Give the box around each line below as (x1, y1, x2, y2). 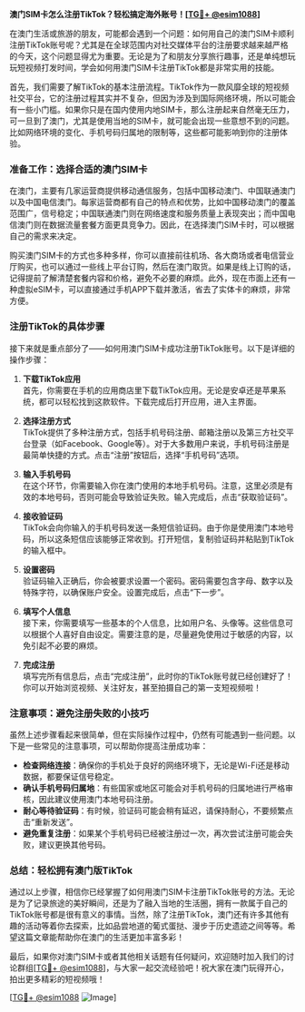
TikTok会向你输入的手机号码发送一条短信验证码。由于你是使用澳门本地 (22, 522, 287, 533)
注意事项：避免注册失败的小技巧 (9, 707, 150, 720)
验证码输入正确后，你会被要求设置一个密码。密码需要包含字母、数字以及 (22, 575, 293, 586)
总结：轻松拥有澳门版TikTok (9, 864, 133, 877)
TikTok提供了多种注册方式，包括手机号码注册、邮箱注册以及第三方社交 (22, 427, 287, 437)
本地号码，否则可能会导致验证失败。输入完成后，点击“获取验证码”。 (38, 491, 293, 502)
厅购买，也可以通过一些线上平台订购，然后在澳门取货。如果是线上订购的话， (9, 261, 296, 272)
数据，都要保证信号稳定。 (22, 771, 119, 781)
